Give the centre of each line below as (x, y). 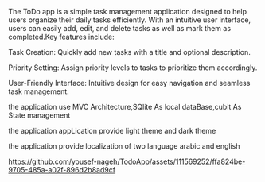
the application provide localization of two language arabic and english (124, 146)
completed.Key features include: (61, 37)
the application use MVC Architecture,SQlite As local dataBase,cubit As (125, 107)
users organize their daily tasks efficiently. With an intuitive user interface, (130, 20)
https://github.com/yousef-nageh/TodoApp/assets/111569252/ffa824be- (127, 161)
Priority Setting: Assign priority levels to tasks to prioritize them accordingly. (133, 68)
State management (39, 115)
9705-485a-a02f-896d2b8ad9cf (62, 170)
